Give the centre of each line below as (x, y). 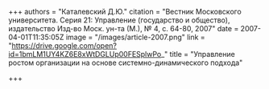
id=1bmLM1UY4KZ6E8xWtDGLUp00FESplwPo (85, 54)
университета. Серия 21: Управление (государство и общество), (119, 20)
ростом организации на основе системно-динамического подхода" (126, 63)
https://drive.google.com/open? (64, 46)
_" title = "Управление (198, 54)
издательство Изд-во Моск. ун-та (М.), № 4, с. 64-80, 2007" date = (124, 28)
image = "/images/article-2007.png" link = (135, 37)
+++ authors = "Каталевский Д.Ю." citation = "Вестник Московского (125, 12)
